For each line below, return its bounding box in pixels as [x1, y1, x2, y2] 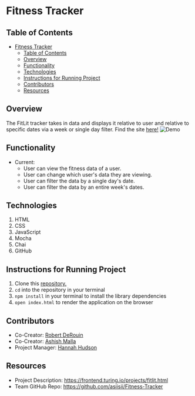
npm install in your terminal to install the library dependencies [14, 292, 167, 300]
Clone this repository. [14, 280, 67, 287]
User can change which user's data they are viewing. [23, 171, 153, 178]
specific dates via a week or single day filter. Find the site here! [6, 125, 159, 133]
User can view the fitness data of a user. [23, 165, 122, 172]
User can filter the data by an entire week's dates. [23, 184, 144, 191]
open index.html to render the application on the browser [14, 299, 154, 306]
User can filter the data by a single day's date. [23, 177, 135, 184]
